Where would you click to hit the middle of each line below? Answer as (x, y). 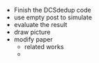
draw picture (32, 32)
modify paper (33, 39)
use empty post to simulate (53, 17)
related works (44, 47)
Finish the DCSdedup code (53, 10)
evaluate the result (40, 25)
